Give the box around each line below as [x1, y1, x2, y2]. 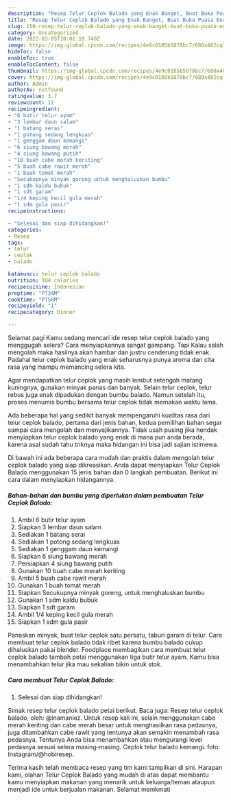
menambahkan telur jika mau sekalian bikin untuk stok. [8, 659, 162, 668]
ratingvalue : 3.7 [8, 93, 58, 100]
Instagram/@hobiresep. [8, 750, 75, 758]
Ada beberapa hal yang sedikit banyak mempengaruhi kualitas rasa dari [8, 411, 210, 419]
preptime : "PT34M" [8, 289, 60, 297]
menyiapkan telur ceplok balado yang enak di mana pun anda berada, [8, 433, 205, 441]
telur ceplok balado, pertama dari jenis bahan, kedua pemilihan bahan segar [8, 419, 222, 426]
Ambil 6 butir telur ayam [17, 516, 86, 524]
